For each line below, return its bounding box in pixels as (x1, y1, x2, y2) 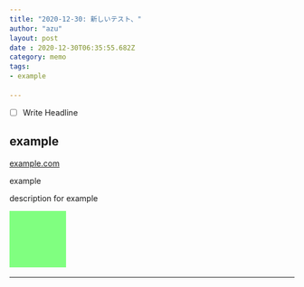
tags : (9, 62, 30, 71)
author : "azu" (9, 23, 63, 33)
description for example (9, 192, 99, 203)
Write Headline (22, 106, 79, 117)
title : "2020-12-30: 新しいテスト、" (9, 14, 142, 23)
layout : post (9, 33, 59, 42)
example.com (9, 158, 61, 169)
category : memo (9, 52, 67, 62)
